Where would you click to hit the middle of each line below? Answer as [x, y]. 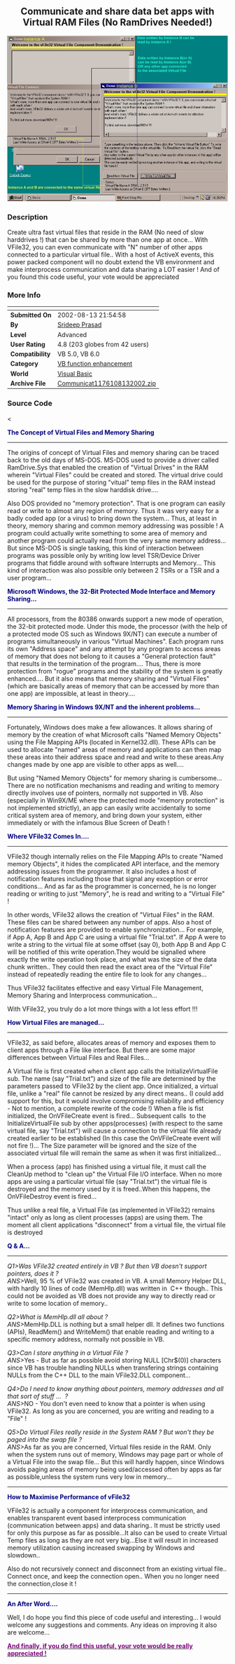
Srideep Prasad [79, 325]
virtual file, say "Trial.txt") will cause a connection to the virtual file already [114, 1131]
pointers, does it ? [33, 1273]
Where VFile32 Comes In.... [48, 836]
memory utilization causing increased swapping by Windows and [101, 1548]
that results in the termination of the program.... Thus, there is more [104, 663]
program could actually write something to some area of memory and [107, 533]
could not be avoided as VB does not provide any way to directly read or [111, 1295]
